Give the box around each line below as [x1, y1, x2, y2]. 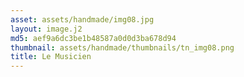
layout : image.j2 [10, 24, 83, 34]
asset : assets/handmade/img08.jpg [10, 14, 155, 25]
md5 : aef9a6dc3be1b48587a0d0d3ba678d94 [10, 33, 177, 43]
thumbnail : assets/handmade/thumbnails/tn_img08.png [10, 42, 235, 53]
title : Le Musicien [10, 52, 92, 62]
